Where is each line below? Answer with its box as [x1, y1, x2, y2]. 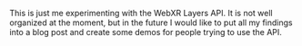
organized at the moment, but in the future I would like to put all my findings [9, 17, 293, 28]
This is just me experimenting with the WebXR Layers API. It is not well [9, 8, 273, 18]
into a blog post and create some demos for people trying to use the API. [9, 27, 282, 37]
